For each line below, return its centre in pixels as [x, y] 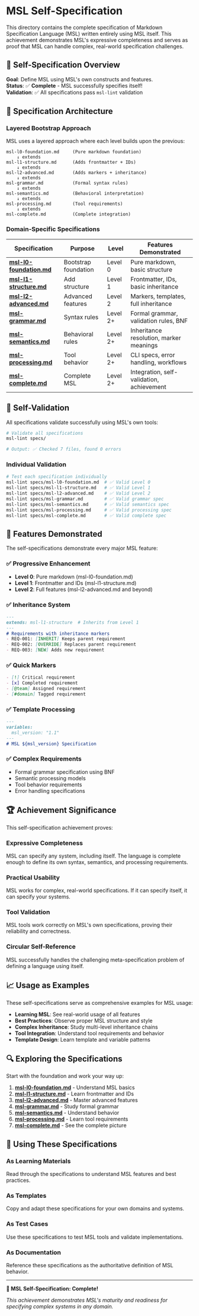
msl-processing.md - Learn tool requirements [71, 1119]
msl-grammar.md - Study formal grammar [67, 1106]
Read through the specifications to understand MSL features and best [91, 1174]
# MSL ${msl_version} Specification [51, 744]
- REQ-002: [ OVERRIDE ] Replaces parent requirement [71, 645]
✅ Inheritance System [38, 605]
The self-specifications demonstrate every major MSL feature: [82, 548]
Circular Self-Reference [41, 947]
